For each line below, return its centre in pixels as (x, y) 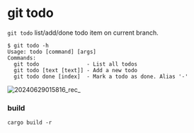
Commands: (22, 58)
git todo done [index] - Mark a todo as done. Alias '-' (101, 76)
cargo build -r (30, 123)
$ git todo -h (28, 45)
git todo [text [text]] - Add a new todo (76, 70)
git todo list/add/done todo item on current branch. (83, 33)
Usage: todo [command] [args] (52, 52)
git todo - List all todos (76, 64)
